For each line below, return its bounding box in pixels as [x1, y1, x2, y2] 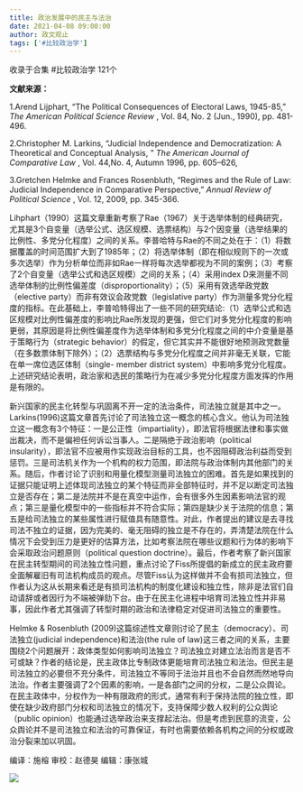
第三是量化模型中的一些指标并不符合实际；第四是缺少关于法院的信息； [24, 502, 286, 513]
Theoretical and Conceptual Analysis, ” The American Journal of [9, 148, 250, 159]
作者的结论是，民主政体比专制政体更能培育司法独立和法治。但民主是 [40, 657, 294, 668]
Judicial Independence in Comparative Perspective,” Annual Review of [9, 184, 272, 195]
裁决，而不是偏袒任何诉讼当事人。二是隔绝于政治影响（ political [16, 435, 252, 446]
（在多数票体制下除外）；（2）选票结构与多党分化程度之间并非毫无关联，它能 [9, 348, 291, 359]
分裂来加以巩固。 [16, 736, 81, 747]
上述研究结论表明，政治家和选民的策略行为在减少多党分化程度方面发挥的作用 [9, 371, 294, 382]
